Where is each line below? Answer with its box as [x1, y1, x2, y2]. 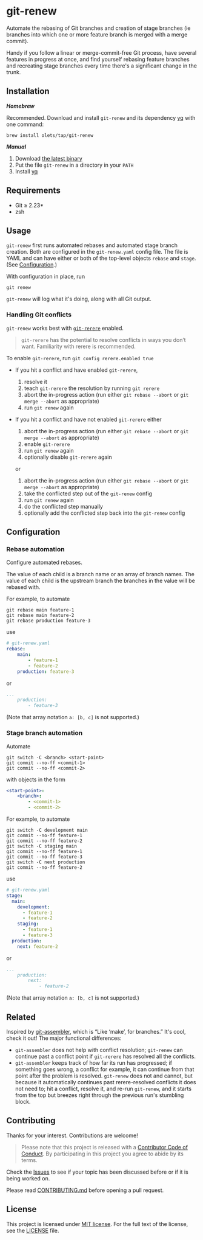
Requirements [6, 186, 61, 196]
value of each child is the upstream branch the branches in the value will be [6, 577, 195, 585]
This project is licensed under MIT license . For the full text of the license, [6, 1220, 188, 1227]
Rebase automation [6, 545, 65, 553]
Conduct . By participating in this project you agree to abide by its [21, 1150, 184, 1157]
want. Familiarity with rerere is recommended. [21, 343, 136, 350]
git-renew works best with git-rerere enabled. [6, 324, 124, 332]
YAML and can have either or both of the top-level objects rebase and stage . [6, 254, 196, 262]
